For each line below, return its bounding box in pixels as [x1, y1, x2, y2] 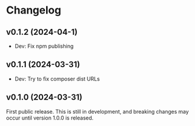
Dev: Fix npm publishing [14, 42, 74, 49]
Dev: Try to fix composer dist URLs [14, 75, 100, 82]
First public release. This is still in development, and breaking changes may [6, 108, 189, 115]
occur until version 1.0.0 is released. [6, 114, 94, 121]
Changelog [6, 4, 61, 17]
